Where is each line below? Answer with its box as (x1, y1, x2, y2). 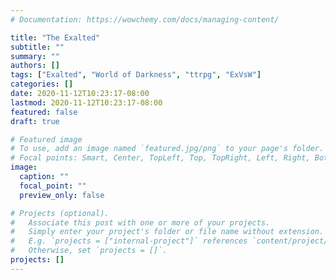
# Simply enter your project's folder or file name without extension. (10, 227, 325, 237)
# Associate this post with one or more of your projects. (10, 217, 271, 228)
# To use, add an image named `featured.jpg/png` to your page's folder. (10, 144, 325, 154)
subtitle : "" (10, 42, 65, 52)
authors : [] (10, 61, 60, 71)
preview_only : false (19, 190, 105, 200)
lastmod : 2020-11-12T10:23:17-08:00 (10, 97, 163, 108)
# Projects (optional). (10, 208, 110, 218)
